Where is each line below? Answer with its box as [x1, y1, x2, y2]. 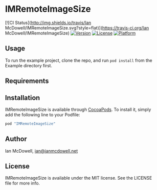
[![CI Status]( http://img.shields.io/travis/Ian [5, 20, 91, 26]
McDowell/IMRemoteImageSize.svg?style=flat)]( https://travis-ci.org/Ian [5, 25, 149, 30]
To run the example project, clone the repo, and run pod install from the [5, 57, 153, 63]
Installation [5, 93, 40, 102]
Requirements [5, 77, 49, 85]
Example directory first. [5, 62, 52, 68]
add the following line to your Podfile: [5, 111, 81, 117]
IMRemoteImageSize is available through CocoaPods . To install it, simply [5, 107, 152, 112]
